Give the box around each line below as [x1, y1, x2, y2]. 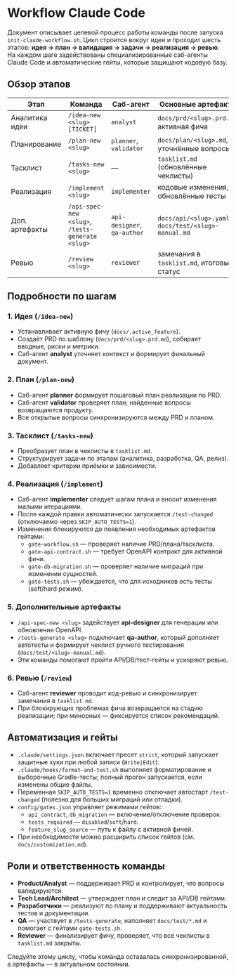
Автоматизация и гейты [7, 732, 118, 744]
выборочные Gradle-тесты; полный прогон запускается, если [17, 773, 202, 781]
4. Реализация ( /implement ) [7, 479, 103, 489]
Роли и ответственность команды [7, 861, 165, 872]
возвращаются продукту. [17, 405, 93, 414]
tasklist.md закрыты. [17, 938, 82, 947]
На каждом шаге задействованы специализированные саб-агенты [7, 51, 209, 59]
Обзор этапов [7, 79, 71, 91]
